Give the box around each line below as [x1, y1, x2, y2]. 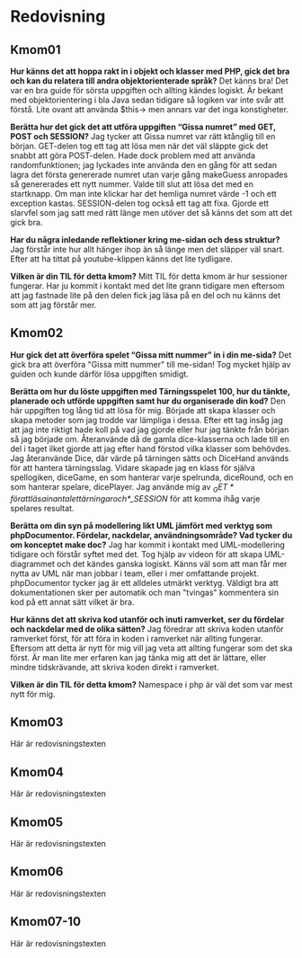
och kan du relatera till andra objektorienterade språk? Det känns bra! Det [10, 75, 289, 86]
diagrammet [10, 558, 55, 569]
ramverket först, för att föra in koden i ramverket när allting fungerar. [10, 633, 263, 643]
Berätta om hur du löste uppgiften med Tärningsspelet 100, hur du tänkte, [10, 386, 290, 396]
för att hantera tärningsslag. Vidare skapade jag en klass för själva [10, 462, 255, 473]
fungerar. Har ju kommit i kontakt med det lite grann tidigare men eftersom [10, 280, 285, 291]
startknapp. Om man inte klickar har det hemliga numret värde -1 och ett [10, 189, 277, 199]
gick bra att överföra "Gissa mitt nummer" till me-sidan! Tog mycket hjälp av [10, 359, 291, 369]
